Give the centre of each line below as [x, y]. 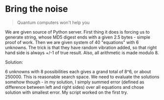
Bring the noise [37, 9]
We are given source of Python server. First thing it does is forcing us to [78, 32]
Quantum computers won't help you [53, 22]
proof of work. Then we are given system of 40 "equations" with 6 [72, 42]
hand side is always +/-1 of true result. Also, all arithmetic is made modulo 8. [82, 53]
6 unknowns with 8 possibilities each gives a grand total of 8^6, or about [78, 71]
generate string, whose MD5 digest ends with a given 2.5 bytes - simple [78, 37]
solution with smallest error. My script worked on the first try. [67, 92]
